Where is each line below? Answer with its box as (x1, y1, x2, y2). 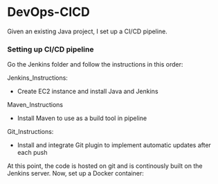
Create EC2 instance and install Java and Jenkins (17, 87, 158, 96)
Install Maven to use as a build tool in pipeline (17, 114, 147, 122)
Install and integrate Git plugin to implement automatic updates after (17, 141, 211, 149)
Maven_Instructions (7, 101, 64, 109)
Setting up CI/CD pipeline (7, 44, 94, 54)
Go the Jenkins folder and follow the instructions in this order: (7, 60, 183, 69)
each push (17, 149, 48, 157)
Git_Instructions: (7, 128, 54, 136)
